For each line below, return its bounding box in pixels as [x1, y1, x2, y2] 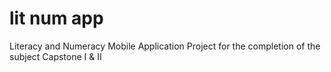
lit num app [9, 7, 104, 30]
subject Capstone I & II [9, 50, 102, 62]
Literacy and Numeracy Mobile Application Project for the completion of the [9, 40, 321, 52]
